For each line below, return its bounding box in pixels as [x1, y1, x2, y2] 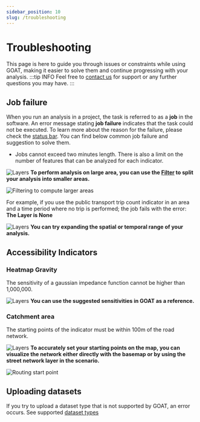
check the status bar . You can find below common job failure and [6, 132, 168, 140]
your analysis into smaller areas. [6, 175, 90, 183]
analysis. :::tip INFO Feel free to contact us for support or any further [6, 73, 177, 80]
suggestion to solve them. [6, 139, 71, 146]
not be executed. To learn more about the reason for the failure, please [6, 126, 182, 134]
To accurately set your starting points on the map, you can [30, 344, 180, 351]
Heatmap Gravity [6, 265, 57, 274]
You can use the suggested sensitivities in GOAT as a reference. [30, 297, 195, 304]
